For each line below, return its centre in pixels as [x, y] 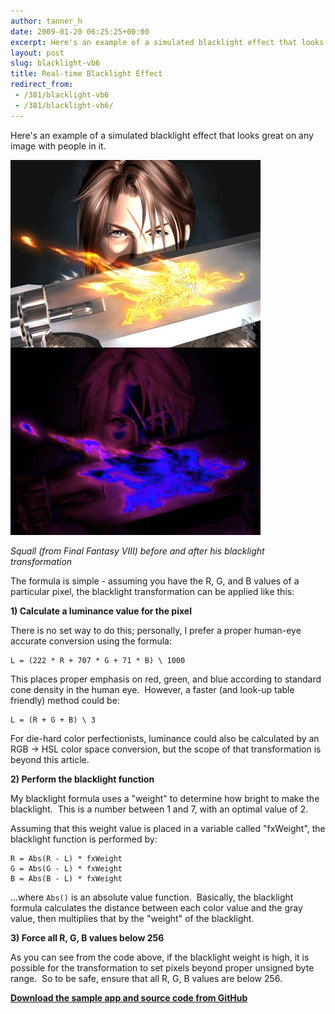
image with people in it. [58, 146]
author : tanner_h [46, 21]
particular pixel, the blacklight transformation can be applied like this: [152, 591]
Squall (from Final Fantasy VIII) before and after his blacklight [137, 551]
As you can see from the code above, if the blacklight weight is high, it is [160, 957]
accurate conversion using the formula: [91, 641]
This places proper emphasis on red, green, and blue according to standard [166, 679]
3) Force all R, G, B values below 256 [87, 937]
